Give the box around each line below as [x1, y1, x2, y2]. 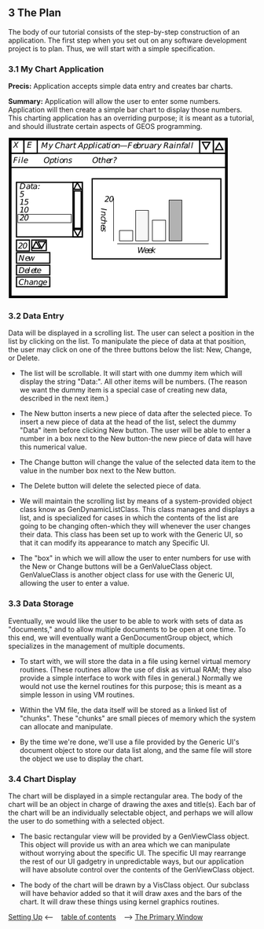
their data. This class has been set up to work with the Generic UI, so [19, 530, 244, 540]
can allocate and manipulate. [19, 721, 113, 731]
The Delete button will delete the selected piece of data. [19, 481, 202, 491]
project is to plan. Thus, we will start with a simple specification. [8, 43, 215, 53]
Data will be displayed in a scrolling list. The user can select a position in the [8, 328, 255, 337]
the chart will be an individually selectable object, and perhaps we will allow [8, 808, 254, 817]
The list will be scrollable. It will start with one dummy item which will [19, 369, 243, 378]
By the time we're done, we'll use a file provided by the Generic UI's [19, 737, 240, 747]
